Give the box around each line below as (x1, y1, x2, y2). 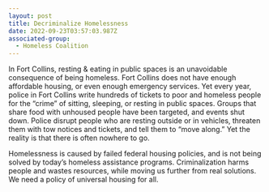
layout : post (8, 11, 53, 20)
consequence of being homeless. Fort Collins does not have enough (8, 73, 237, 83)
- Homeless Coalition (15, 42, 89, 50)
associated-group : (8, 34, 70, 43)
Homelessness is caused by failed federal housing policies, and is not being (8, 149, 262, 159)
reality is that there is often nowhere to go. (8, 133, 150, 143)
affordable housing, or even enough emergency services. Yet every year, (8, 82, 252, 92)
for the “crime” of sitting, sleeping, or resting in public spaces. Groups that (8, 99, 257, 109)
